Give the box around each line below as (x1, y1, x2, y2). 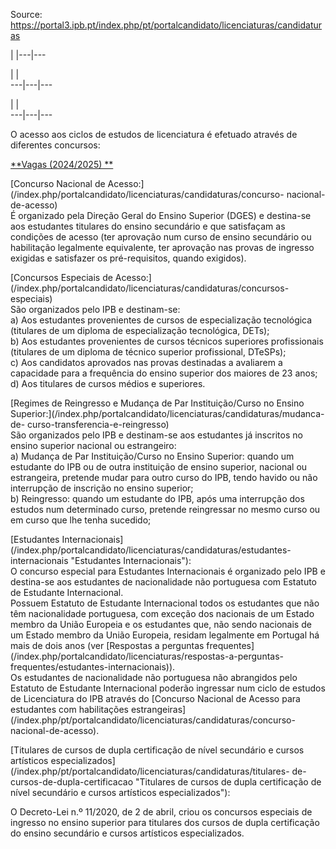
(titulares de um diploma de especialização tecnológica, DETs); (10, 325, 270, 336)
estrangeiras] (130, 704, 187, 715)
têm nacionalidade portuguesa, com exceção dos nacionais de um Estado (10, 608, 315, 619)
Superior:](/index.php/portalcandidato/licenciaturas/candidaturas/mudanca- (10, 408, 325, 419)
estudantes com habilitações (10, 704, 129, 715)
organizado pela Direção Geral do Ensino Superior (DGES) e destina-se (18, 210, 312, 221)
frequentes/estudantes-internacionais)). (10, 661, 176, 673)
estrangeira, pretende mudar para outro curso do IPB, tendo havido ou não (10, 472, 318, 483)
